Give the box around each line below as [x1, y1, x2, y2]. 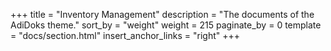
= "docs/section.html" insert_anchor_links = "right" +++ [10, 30, 240, 41]
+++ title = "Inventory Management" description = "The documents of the [10, 9, 315, 20]
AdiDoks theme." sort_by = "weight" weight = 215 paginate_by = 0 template [10, 19, 322, 31]
